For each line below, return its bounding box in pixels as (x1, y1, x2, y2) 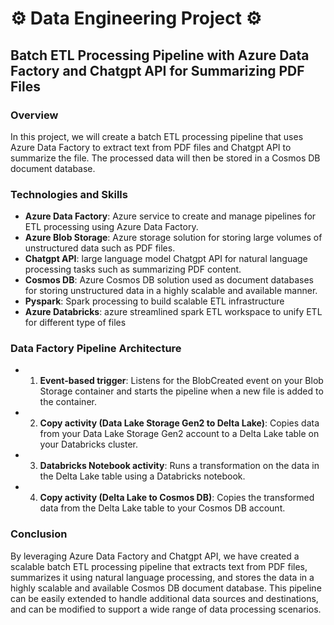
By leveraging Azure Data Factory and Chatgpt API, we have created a (10, 550, 300, 562)
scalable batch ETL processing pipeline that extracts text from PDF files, (10, 560, 308, 572)
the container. (39, 396, 97, 408)
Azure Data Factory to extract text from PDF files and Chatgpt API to (10, 141, 292, 153)
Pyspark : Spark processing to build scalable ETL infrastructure (24, 295, 285, 307)
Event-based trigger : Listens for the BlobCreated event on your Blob (39, 375, 324, 387)
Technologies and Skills (10, 187, 128, 201)
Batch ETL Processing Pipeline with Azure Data (10, 47, 310, 64)
